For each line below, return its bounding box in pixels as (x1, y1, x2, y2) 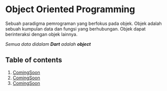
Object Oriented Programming (5, 4, 135, 15)
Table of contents (5, 56, 62, 65)
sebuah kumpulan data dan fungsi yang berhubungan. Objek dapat (5, 25, 146, 32)
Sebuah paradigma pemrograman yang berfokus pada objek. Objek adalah (5, 20, 162, 26)
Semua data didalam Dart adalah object (5, 41, 91, 47)
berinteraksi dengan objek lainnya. (5, 31, 78, 37)
